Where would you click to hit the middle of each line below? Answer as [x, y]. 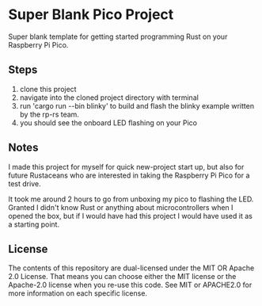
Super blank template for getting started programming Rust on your [118, 36]
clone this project [48, 89]
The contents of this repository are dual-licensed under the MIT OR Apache [131, 268]
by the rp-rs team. [49, 114]
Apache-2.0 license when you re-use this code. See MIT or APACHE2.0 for [130, 285]
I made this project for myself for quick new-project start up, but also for [126, 166]
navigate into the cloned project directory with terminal [109, 98]
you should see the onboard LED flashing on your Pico [108, 122]
